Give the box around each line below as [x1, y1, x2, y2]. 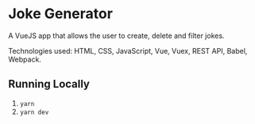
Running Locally [8, 77, 90, 91]
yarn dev [19, 108, 49, 116]
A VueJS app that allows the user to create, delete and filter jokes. [8, 31, 225, 40]
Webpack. [8, 54, 42, 64]
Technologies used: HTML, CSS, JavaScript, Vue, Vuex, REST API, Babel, [8, 46, 248, 55]
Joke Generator [8, 5, 114, 23]
